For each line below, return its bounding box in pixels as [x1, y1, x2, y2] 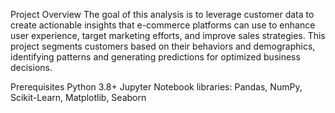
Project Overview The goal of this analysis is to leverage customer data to [10, 9, 315, 20]
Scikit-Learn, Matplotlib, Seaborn [10, 92, 147, 103]
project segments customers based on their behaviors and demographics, [10, 40, 316, 52]
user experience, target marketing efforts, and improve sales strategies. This [10, 30, 326, 41]
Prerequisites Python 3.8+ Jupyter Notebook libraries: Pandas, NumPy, [10, 81, 303, 93]
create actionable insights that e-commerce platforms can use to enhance [10, 19, 316, 31]
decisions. [10, 62, 53, 73]
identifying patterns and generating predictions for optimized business [10, 51, 301, 63]
